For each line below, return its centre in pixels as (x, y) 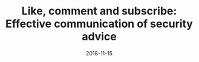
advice (99, 37)
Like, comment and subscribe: (99, 11)
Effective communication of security (99, 24)
